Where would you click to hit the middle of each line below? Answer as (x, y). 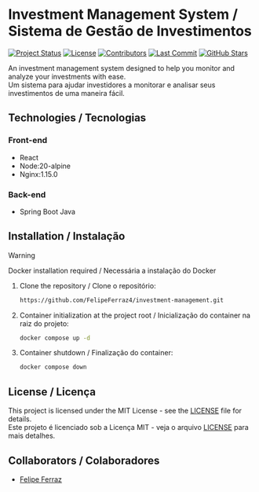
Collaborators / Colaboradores (84, 460)
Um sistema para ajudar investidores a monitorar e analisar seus (112, 85)
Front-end (28, 141)
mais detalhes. (32, 436)
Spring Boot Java (47, 211)
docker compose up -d (55, 338)
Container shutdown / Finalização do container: (96, 353)
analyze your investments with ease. (67, 76)
